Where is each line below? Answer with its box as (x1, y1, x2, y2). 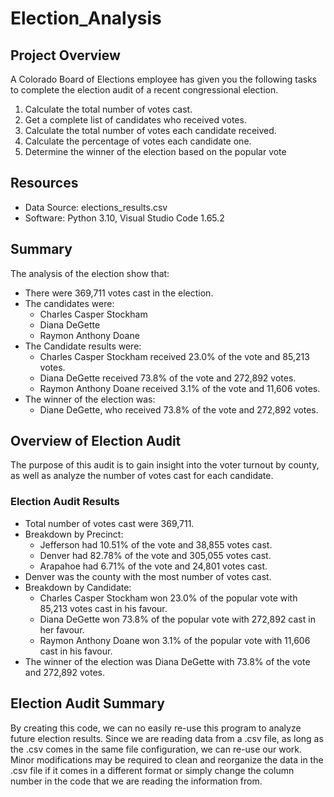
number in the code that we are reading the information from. (10, 775, 263, 787)
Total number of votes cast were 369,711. (24, 517, 195, 529)
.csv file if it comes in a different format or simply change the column (10, 764, 295, 776)
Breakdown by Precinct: (24, 528, 124, 540)
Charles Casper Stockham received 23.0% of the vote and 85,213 (39, 350, 310, 362)
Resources (10, 175, 79, 192)
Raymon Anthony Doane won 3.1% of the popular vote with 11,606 (39, 634, 311, 646)
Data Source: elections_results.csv (24, 201, 168, 213)
